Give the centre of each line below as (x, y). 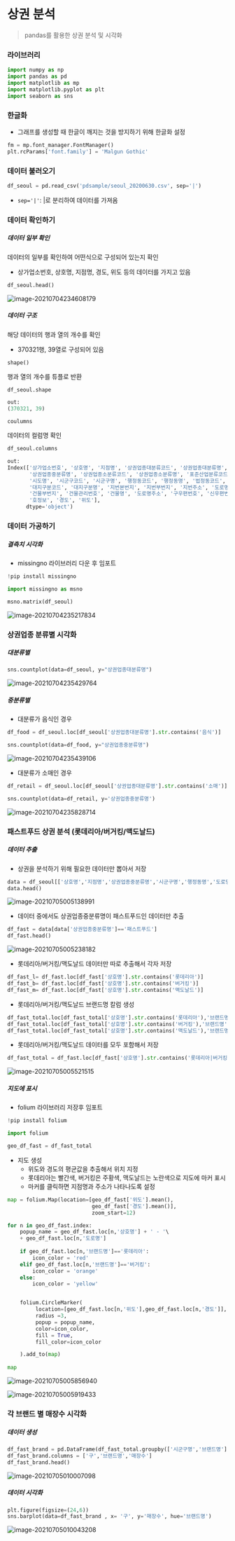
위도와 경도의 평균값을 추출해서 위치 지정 (83, 1169)
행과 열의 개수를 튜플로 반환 (45, 376)
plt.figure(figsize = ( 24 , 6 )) (48, 1510)
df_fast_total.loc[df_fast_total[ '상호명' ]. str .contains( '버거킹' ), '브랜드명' (117, 1024)
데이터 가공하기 (31, 526)
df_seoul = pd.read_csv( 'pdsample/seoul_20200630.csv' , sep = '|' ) (104, 186)
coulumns (20, 422)
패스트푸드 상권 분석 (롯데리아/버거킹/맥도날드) (81, 831)
